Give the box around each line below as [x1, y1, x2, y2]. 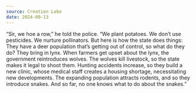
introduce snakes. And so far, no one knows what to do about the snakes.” [6, 80, 187, 87]
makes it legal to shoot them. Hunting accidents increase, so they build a [6, 61, 183, 68]
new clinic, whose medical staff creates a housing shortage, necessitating [6, 68, 187, 75]
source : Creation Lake [6, 8, 62, 15]
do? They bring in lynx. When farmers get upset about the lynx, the [6, 49, 169, 56]
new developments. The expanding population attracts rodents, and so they [6, 74, 190, 81]
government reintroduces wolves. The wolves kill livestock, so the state [6, 55, 180, 62]
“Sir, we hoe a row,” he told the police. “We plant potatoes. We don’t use [6, 30, 181, 37]
